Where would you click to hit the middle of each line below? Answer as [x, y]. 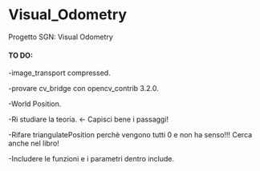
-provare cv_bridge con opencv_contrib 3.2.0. [83, 89]
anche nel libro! [34, 143]
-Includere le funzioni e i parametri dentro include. [91, 159]
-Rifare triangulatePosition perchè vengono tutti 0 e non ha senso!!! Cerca [130, 135]
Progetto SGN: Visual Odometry [61, 37]
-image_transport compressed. [59, 73]
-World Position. [35, 104]
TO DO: [21, 55]
